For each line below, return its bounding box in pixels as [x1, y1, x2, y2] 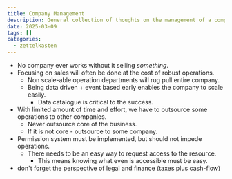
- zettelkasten [13, 42, 57, 49]
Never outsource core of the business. [27, 120, 137, 128]
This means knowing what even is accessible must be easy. [37, 157, 209, 164]
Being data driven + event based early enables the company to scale [27, 84, 224, 91]
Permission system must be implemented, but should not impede [17, 135, 202, 142]
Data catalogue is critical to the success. [37, 98, 154, 106]
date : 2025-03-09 [7, 23, 57, 30]
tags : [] [7, 29, 32, 37]
